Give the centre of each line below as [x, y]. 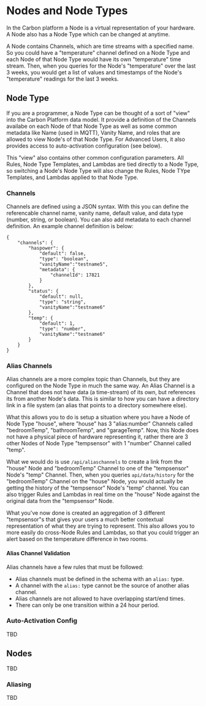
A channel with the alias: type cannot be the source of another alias [102, 585]
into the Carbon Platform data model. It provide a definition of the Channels [101, 119]
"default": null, [61, 297]
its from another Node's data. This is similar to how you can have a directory [103, 399]
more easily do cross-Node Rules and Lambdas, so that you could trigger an [103, 533]
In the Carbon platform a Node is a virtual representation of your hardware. [101, 28]
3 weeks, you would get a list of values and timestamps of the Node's [94, 72]
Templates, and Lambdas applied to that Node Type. [73, 177]
